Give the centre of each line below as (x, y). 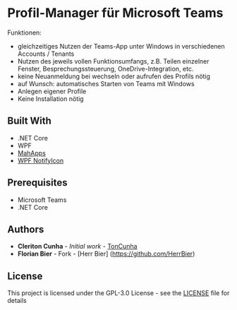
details (17, 301)
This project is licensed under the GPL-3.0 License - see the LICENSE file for (119, 293)
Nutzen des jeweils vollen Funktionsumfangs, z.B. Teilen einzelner (113, 61)
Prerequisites (37, 183)
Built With (29, 121)
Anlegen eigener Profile (52, 91)
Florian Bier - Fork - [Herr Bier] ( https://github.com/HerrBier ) (106, 254)
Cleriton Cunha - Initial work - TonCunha (77, 246)
